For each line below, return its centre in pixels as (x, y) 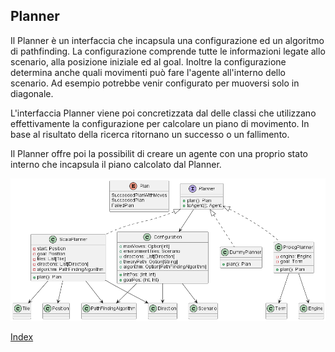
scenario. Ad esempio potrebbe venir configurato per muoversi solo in (155, 83)
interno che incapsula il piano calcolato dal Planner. (116, 164)
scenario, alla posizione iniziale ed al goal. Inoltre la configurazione (148, 61)
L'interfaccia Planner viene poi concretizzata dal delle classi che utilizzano (163, 113)
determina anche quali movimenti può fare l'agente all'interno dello (148, 72)
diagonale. (32, 93)
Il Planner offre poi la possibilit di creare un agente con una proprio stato (159, 153)
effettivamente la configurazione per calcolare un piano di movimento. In (160, 123)
